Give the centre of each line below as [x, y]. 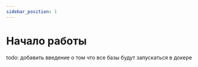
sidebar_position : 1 [32, 12]
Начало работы [47, 41]
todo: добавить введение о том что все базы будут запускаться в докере [99, 58]
